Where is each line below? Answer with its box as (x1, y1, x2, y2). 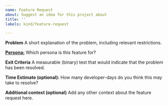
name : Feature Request (5, 7, 53, 13)
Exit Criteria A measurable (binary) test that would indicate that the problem (5, 59, 163, 66)
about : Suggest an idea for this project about (5, 12, 107, 17)
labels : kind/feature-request (5, 21, 69, 27)
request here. (5, 95, 33, 101)
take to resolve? (5, 80, 39, 86)
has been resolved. (5, 65, 45, 71)
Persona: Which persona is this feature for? (5, 49, 96, 56)
